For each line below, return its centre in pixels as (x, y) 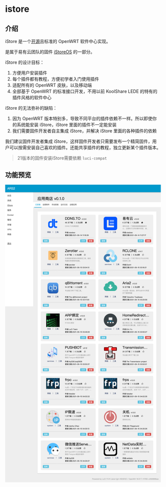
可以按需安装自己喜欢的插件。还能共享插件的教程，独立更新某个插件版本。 (85, 147)
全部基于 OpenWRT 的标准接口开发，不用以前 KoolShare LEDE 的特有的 (85, 91)
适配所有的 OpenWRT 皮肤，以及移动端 (52, 85)
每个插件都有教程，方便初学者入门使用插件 (56, 79)
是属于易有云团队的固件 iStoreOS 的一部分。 (50, 52)
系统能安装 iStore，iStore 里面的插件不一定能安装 (67, 125)
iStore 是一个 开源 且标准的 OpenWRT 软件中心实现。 (58, 41)
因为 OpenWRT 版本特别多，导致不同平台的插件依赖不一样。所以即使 (82, 119)
